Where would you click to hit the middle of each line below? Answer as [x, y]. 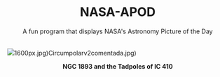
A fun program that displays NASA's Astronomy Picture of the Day [118, 31]
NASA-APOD [118, 12]
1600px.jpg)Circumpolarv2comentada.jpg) [75, 53]
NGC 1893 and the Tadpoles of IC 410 [118, 66]
